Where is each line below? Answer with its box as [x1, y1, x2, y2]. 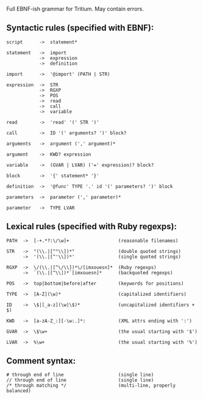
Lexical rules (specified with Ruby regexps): [6, 221, 177, 232]
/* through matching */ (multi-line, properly [6, 383, 176, 389]
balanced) [6, 388, 32, 394]
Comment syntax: [6, 356, 76, 366]
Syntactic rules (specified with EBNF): [6, 23, 154, 33]
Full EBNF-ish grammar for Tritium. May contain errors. [6, 5, 144, 12]
